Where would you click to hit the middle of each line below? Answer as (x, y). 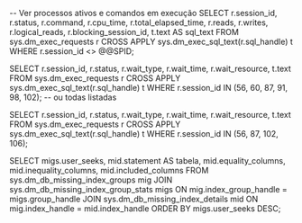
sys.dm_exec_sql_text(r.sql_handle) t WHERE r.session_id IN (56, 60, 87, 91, (149, 88)
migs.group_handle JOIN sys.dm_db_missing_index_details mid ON (134, 199)
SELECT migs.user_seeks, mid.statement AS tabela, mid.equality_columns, (147, 161)
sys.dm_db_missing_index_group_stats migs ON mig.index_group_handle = (149, 189)
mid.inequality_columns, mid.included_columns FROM (109, 170)
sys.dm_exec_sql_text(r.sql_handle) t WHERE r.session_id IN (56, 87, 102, (144, 134)
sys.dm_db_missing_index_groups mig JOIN (91, 180)
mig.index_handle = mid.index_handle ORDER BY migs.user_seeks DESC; (145, 209)
